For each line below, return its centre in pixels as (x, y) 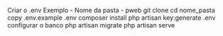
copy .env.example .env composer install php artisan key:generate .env (111, 18)
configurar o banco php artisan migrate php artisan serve (91, 25)
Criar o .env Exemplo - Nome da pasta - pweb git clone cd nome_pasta (111, 10)
